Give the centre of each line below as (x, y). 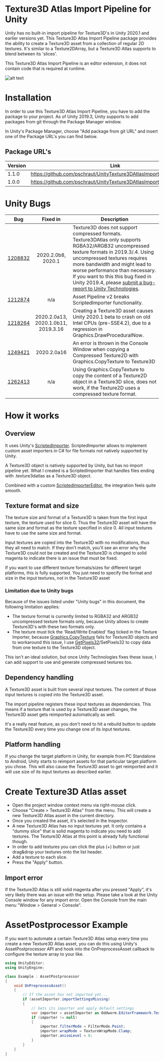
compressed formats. (97, 234)
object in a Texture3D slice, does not (114, 381)
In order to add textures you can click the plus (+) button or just (76, 847)
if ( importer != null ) (54, 1017)
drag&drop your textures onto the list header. (57, 852)
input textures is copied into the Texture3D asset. (54, 694)
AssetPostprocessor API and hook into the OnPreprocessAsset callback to (80, 949)
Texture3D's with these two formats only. (53, 626)
